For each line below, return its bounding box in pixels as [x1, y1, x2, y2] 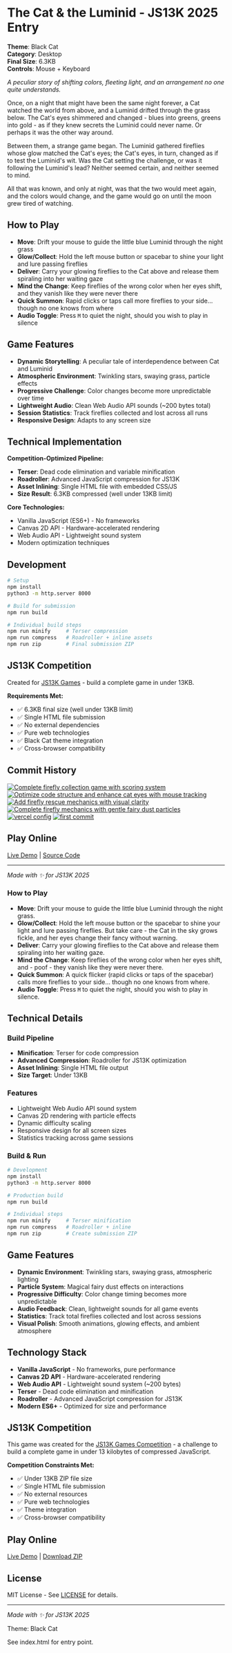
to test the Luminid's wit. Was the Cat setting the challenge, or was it [7, 156, 202, 164]
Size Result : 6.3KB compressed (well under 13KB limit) [17, 490, 173, 498]
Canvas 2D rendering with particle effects [17, 1111, 137, 1120]
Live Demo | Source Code [7, 850, 81, 859]
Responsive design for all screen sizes [17, 1126, 126, 1134]
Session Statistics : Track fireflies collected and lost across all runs [17, 409, 209, 417]
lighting [17, 1275, 39, 1283]
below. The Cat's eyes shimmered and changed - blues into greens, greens [7, 113, 221, 122]
